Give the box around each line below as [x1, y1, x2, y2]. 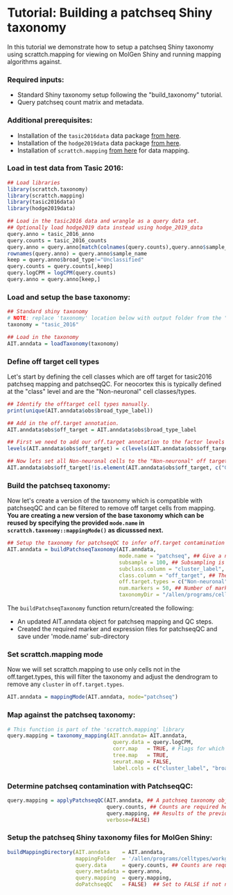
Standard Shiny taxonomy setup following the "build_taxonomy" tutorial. [17, 90, 223, 99]
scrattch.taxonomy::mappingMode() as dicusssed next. [7, 526, 164, 534]
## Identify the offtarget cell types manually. [7, 400, 150, 408]
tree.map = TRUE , [112, 752, 169, 759]
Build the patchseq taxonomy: [7, 480, 111, 490]
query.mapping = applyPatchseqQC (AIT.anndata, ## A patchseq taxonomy [7, 797, 216, 804]
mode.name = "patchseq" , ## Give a [119, 552, 222, 560]
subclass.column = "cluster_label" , [119, 565, 225, 572]
